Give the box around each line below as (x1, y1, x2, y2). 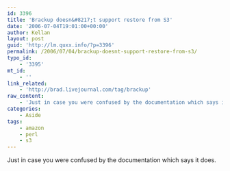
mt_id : (7, 67, 26, 74)
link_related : (7, 80, 48, 87)
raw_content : (7, 93, 44, 100)
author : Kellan (7, 29, 51, 36)
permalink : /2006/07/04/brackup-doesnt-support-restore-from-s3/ (7, 49, 197, 55)
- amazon (19, 124, 44, 131)
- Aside (19, 111, 41, 118)
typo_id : (7, 55, 32, 62)
